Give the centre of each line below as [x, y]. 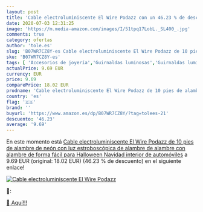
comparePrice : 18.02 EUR [37, 85]
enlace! [15, 168]
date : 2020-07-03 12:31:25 [40, 23]
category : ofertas [29, 40]
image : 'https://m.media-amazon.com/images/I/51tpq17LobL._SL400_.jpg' [98, 29]
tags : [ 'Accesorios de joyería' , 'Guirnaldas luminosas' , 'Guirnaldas [96, 62]
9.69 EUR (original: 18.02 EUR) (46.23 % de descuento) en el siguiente [94, 161]
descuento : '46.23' [31, 119]
